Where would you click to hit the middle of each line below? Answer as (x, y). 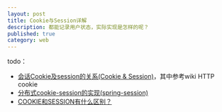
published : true (31, 34)
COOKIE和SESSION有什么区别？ (65, 102)
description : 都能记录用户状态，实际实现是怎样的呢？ (78, 27)
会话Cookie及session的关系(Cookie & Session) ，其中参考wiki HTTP (116, 77)
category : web (28, 40)
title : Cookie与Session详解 (47, 21)
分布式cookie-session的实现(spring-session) (83, 93)
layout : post (27, 14)
